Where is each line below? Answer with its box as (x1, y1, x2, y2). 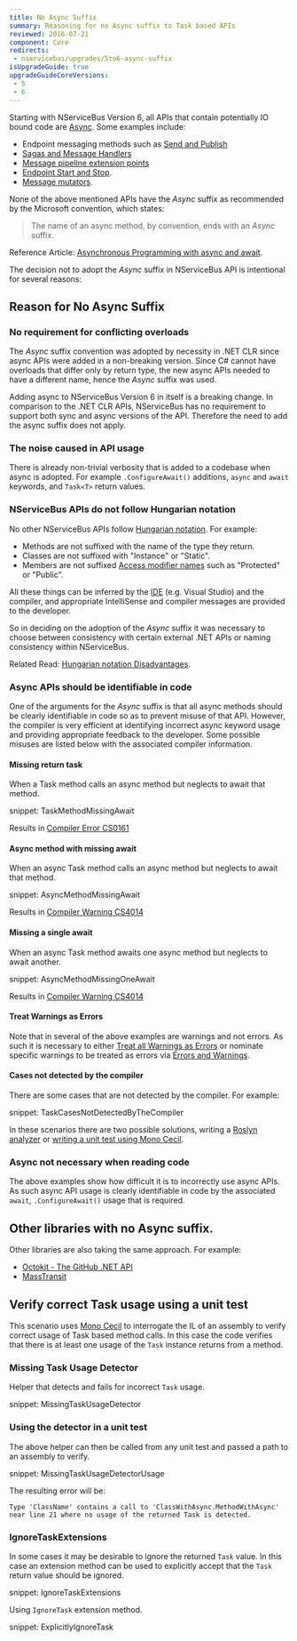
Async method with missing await (9, 843, 137, 853)
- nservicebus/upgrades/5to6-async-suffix (12, 54, 173, 63)
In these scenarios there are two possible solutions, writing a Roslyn (9, 1125, 258, 1135)
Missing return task (9, 759, 82, 770)
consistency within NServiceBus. (9, 641, 130, 652)
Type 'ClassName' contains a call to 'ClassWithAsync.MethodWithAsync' (9, 1502, 279, 1511)
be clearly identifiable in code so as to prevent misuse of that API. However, (9, 710, 285, 721)
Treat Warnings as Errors (9, 1011, 104, 1022)
